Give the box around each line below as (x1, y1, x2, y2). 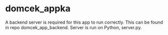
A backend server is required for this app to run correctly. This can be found (5, 19, 163, 25)
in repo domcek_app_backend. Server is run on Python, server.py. (5, 24, 142, 30)
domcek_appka (5, 3, 71, 14)
